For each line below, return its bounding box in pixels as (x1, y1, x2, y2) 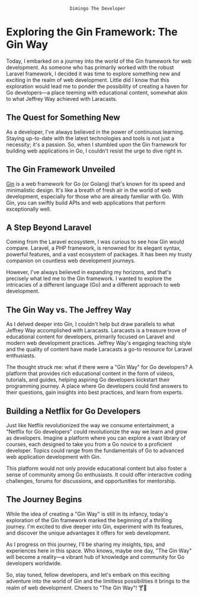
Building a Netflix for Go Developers (6, 406, 141, 416)
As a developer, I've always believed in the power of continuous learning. (6, 128, 185, 135)
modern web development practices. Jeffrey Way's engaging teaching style (6, 339, 191, 347)
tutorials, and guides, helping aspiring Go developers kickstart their (6, 376, 170, 383)
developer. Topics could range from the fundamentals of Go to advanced (6, 447, 184, 454)
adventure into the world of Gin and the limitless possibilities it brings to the (6, 577, 190, 585)
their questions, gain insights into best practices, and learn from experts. (6, 389, 184, 396)
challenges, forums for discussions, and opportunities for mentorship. (6, 478, 176, 484)
